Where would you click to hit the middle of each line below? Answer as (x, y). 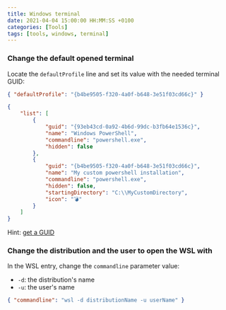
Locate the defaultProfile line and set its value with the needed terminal (114, 74)
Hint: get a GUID (31, 232)
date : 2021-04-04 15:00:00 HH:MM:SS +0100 (71, 21)
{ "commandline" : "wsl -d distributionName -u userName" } (96, 300)
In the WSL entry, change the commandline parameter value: (94, 266)
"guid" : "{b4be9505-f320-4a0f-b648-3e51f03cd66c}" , (123, 166)
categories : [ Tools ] (38, 27)
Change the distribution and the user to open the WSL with (110, 251)
